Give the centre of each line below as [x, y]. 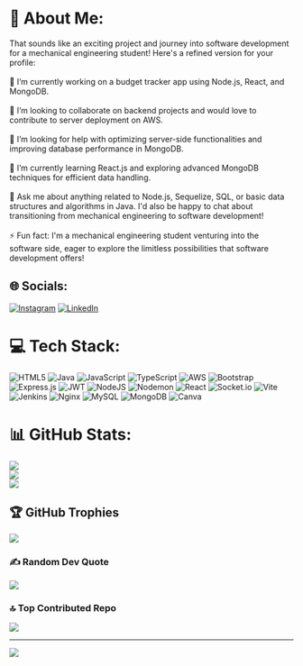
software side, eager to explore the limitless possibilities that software [139, 248]
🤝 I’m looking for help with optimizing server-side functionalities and [136, 139]
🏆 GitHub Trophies [64, 513]
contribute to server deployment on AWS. [87, 120]
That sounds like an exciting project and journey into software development [149, 43]
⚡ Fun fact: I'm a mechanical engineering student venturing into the [134, 235]
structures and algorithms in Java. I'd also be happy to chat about [131, 205]
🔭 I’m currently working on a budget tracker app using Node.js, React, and [147, 81]
